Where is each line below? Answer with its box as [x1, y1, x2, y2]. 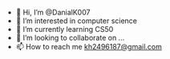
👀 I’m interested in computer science [15, 16, 138, 26]
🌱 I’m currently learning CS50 [15, 25, 114, 33]
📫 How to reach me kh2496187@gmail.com [15, 42, 162, 51]
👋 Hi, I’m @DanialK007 [15, 8, 91, 17]
